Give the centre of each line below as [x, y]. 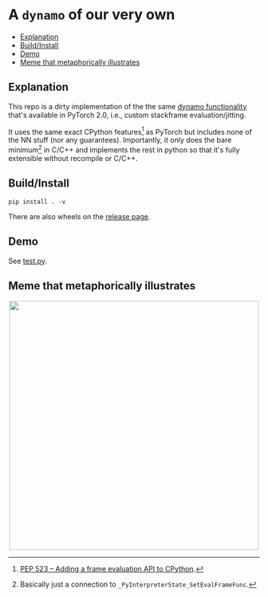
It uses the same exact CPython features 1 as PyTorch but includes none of [130, 131]
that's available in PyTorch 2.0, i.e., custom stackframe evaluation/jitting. [127, 115]
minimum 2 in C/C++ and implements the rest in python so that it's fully [124, 149]
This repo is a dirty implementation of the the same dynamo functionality [128, 106]
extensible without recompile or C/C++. [73, 159]
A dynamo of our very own [92, 15]
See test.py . [28, 261]
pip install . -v [37, 202]
